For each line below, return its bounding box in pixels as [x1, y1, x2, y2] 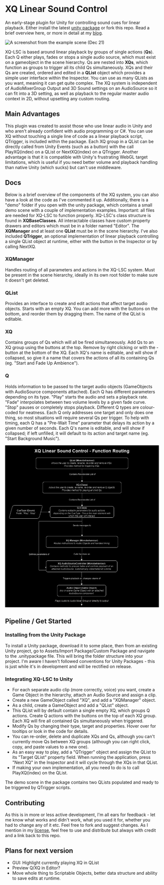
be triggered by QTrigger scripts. [5, 785, 71, 791]
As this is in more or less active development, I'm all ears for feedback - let [5, 812, 156, 818]
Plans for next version [5, 847, 73, 855]
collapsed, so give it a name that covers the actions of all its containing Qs [5, 355, 155, 361]
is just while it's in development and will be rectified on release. [5, 664, 133, 669]
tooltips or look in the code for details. [12, 729, 89, 734]
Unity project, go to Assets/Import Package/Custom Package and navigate [5, 648, 155, 654]
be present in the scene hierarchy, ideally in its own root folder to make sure [5, 272, 158, 278]
